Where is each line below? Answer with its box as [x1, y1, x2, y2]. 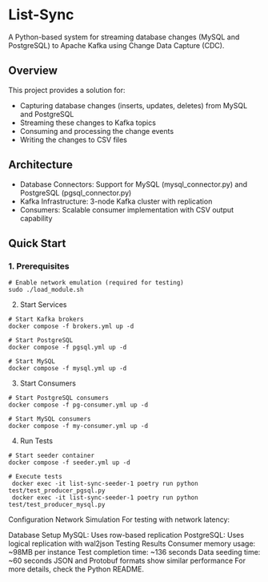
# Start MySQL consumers [8, 415, 91, 423]
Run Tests [19, 436, 54, 446]
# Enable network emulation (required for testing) [8, 279, 184, 287]
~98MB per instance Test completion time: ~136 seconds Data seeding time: [8, 548, 261, 557]
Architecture [8, 158, 74, 172]
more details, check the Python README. [8, 564, 144, 574]
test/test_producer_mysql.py [8, 501, 106, 509]
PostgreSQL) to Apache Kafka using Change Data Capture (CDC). [8, 40, 225, 50]
